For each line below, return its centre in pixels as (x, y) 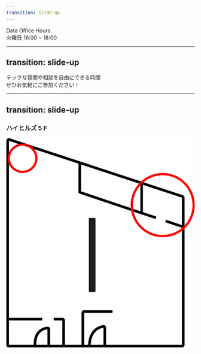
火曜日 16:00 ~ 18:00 (32, 37)
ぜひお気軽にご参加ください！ (43, 85)
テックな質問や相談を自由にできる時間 (53, 77)
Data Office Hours (28, 31)
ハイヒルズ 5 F (27, 128)
